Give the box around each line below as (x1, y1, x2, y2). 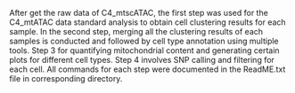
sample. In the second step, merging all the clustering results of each (9, 27, 264, 36)
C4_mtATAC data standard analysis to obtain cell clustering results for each (9, 17, 287, 27)
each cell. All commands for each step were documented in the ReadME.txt (9, 64, 286, 74)
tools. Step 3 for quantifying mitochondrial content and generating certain (9, 45, 280, 56)
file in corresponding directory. (9, 74, 123, 83)
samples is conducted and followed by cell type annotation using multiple (9, 35, 279, 46)
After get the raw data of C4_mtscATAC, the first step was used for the (9, 8, 269, 18)
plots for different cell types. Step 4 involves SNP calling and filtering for (9, 55, 275, 65)
